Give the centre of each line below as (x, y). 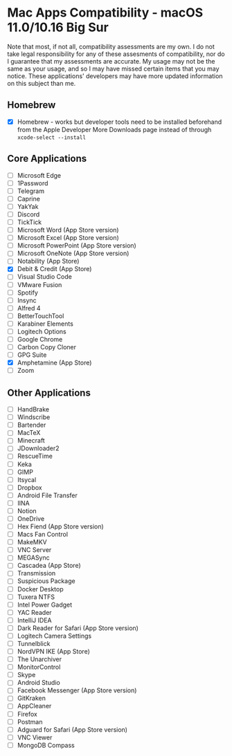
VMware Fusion (39, 284)
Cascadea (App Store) (49, 566)
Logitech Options (42, 331)
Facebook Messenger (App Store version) (77, 690)
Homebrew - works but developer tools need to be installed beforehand (119, 122)
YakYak (28, 206)
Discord (28, 214)
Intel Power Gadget (45, 605)
